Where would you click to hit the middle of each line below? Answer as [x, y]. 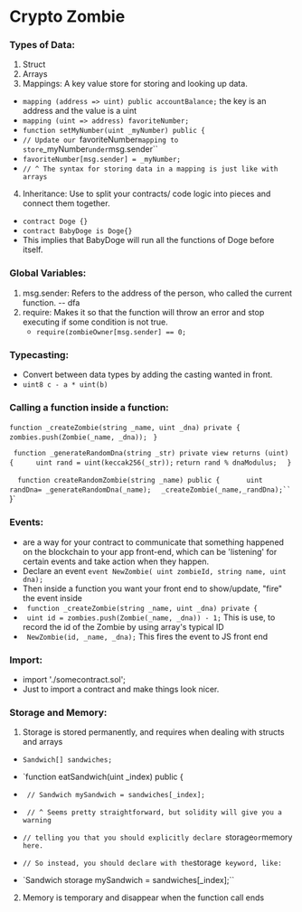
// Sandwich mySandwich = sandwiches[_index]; [116, 795]
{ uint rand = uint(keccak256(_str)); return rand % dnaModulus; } [151, 463]
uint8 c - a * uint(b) [65, 385]
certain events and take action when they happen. [116, 561]
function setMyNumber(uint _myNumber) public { [113, 131]
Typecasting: [39, 354]
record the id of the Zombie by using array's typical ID [123, 626]
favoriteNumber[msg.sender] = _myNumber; [101, 160]
